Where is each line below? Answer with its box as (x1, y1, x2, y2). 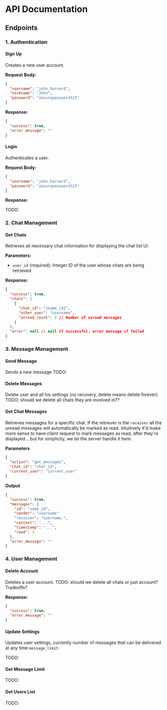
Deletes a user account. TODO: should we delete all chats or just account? (5, 579, 158, 585)
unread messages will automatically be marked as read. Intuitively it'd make (5, 425, 161, 431)
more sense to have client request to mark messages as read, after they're (5, 430, 158, 436)
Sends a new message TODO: (5, 369, 67, 375)
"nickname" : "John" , (9, 91, 52, 96)
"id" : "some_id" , (14, 506, 50, 512)
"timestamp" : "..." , (14, 525, 57, 530)
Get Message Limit (5, 666, 45, 672)
